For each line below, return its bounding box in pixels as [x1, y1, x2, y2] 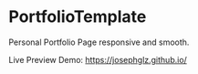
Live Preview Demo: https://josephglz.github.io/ [8, 54, 188, 65]
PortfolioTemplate [8, 6, 147, 27]
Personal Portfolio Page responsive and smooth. [8, 37, 190, 48]
